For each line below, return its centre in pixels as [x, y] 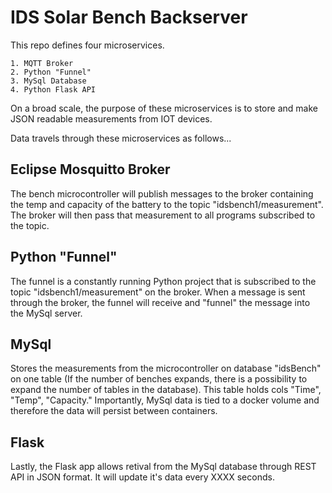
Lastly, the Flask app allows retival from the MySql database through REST [163, 467]
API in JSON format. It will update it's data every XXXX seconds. [142, 477]
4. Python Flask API [53, 89]
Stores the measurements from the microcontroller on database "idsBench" [166, 368]
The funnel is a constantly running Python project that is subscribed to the [163, 281]
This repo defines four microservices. [87, 45]
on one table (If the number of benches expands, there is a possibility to [159, 379]
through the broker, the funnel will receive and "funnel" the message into [160, 302]
